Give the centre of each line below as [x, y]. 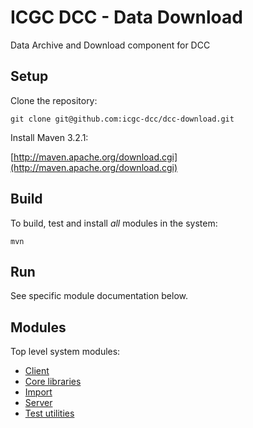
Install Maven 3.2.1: [49, 137]
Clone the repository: [54, 100]
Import [38, 392]
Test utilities [49, 413]
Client [37, 371]
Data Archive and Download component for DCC [110, 45]
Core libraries [53, 382]
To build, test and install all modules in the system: [114, 223]
